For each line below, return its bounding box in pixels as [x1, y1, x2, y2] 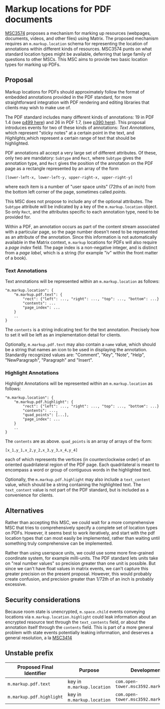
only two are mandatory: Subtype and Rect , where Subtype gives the [5, 155, 141, 161]
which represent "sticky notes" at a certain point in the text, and [5, 129, 135, 136]
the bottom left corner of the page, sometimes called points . [5, 188, 127, 195]
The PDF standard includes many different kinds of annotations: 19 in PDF [5, 114, 155, 120]
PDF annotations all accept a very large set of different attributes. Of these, [5, 150, 157, 155]
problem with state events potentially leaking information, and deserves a [5, 629, 154, 635]
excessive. [5, 582, 27, 587]
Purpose [79, 667, 100, 674]
